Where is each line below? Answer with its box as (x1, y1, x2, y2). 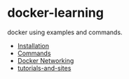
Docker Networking (17, 56, 74, 64)
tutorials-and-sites (17, 64, 72, 72)
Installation (17, 41, 50, 50)
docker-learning (7, 5, 104, 21)
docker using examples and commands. (7, 28, 123, 36)
